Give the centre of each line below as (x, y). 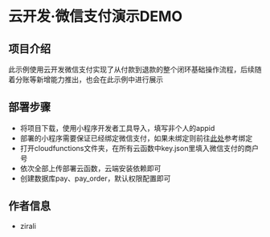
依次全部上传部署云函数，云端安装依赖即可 (90, 168)
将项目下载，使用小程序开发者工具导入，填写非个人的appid (117, 128)
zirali (28, 226)
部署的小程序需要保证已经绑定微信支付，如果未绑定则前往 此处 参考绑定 (136, 138)
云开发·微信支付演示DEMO (96, 16)
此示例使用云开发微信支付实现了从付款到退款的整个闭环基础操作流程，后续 (131, 69)
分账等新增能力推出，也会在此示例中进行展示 (89, 80)
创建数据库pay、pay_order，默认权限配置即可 (95, 178)
